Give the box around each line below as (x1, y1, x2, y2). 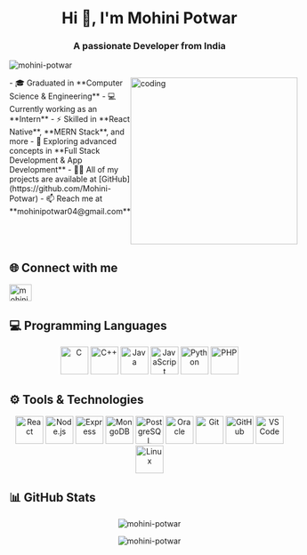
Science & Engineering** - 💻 (9, 91, 117, 101)
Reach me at (56, 193, 103, 204)
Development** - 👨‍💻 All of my (9, 165, 118, 175)
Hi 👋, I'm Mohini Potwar (61, 8, 238, 28)
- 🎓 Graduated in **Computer (9, 77, 123, 88)
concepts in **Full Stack (9, 146, 101, 157)
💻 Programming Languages (9, 318, 167, 333)
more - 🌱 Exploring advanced (9, 136, 117, 147)
